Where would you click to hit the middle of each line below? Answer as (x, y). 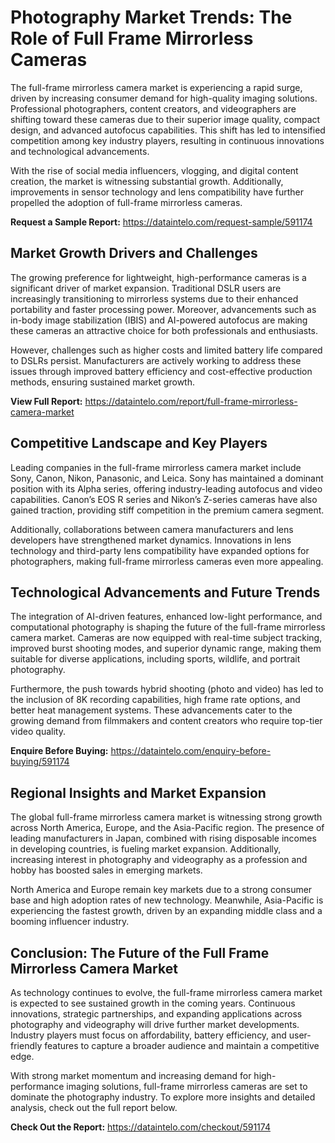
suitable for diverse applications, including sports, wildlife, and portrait (155, 659)
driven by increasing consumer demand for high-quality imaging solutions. (164, 98)
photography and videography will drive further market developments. (155, 1024)
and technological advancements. (80, 151)
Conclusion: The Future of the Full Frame (140, 952)
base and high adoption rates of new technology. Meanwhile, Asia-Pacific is (167, 900)
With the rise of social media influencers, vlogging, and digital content (154, 170)
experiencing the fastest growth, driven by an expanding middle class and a (166, 911)
